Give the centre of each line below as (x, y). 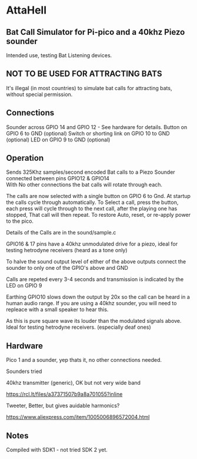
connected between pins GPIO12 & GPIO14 (58, 179)
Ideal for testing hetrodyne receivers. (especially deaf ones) (79, 327)
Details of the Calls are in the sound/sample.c (61, 233)
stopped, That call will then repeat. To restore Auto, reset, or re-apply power (98, 215)
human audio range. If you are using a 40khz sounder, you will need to (91, 303)
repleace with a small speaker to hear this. (57, 309)
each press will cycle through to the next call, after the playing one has (92, 209)
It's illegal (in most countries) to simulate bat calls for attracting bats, (89, 88)
